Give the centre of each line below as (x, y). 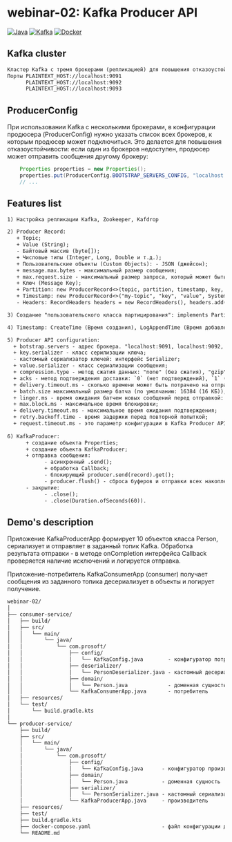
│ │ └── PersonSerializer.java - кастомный (108, 794)
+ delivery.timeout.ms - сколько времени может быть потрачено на (111, 385)
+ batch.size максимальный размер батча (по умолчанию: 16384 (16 (111, 391)
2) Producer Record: (37, 232)
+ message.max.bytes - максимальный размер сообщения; (97, 270)
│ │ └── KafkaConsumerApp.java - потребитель (108, 692)
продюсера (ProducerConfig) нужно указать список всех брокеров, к (110, 134)
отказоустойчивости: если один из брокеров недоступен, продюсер (109, 149)
